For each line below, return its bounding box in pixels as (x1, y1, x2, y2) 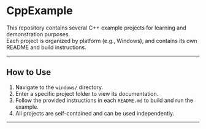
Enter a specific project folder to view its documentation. (15, 90, 159, 97)
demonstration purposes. (6, 30, 71, 37)
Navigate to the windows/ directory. (15, 84, 103, 91)
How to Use (6, 67, 51, 77)
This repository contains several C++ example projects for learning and (6, 24, 187, 31)
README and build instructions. (6, 44, 87, 51)
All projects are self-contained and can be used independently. (15, 109, 175, 117)
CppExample (6, 4, 73, 18)
